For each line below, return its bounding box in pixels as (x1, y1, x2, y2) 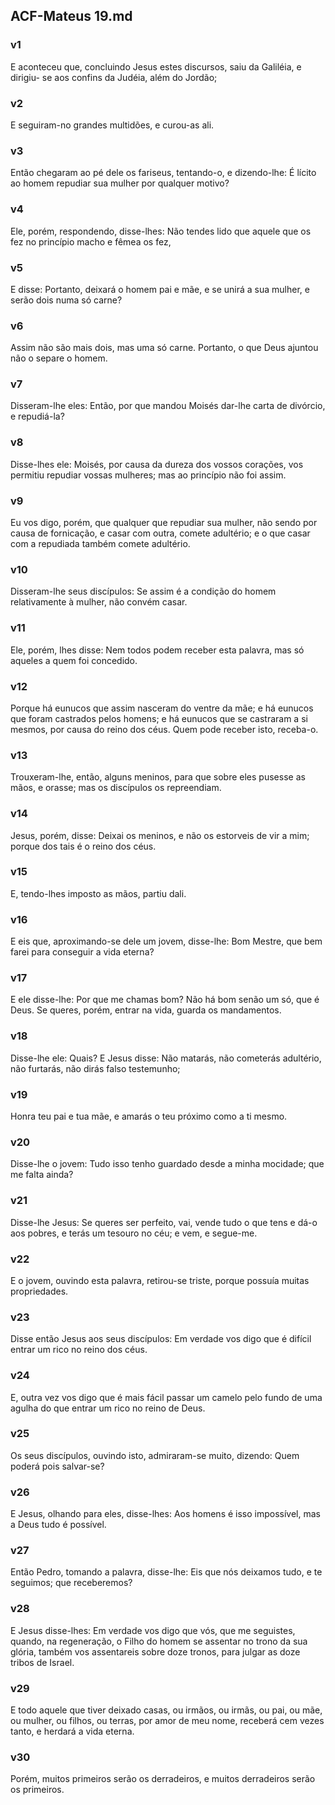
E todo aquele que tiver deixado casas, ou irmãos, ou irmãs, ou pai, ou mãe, (10, 1704, 323, 1716)
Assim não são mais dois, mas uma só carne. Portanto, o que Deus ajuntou (10, 342, 319, 354)
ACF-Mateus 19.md (10, 8, 133, 25)
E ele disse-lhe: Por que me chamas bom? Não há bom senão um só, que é (10, 994, 320, 1006)
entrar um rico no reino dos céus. (10, 1344, 148, 1356)
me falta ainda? (10, 1169, 74, 1181)
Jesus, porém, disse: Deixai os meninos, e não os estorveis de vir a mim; (10, 829, 310, 841)
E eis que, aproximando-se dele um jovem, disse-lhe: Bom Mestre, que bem (10, 935, 323, 948)
